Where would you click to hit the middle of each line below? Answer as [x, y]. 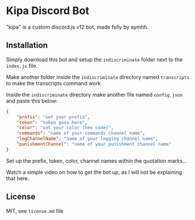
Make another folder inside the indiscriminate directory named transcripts [98, 77]
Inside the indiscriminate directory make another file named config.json [95, 94]
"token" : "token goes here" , [52, 122]
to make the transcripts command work [54, 83]
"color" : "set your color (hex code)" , [65, 128]
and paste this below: [32, 101]
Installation [27, 45]
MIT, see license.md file [35, 211]
